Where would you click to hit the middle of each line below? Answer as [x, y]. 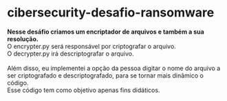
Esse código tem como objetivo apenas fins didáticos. [84, 90]
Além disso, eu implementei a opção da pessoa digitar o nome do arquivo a [114, 68]
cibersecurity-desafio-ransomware [111, 13]
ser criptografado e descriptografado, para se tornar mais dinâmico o [106, 75]
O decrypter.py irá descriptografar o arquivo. [71, 54]
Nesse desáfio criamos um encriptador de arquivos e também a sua [106, 32]
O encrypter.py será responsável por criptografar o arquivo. [92, 46]
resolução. [23, 38]
